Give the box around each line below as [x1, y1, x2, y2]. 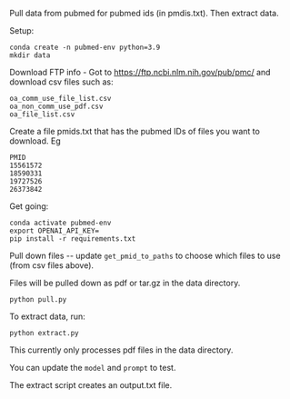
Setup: [9, 25, 35, 35]
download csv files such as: [9, 76, 114, 87]
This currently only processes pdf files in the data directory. [9, 344, 234, 355]
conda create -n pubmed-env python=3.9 [9, 43, 161, 52]
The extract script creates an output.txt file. [9, 380, 173, 390]
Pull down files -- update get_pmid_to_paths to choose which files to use [9, 250, 281, 261]
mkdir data [9, 51, 51, 60]
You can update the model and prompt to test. [9, 363, 176, 373]
